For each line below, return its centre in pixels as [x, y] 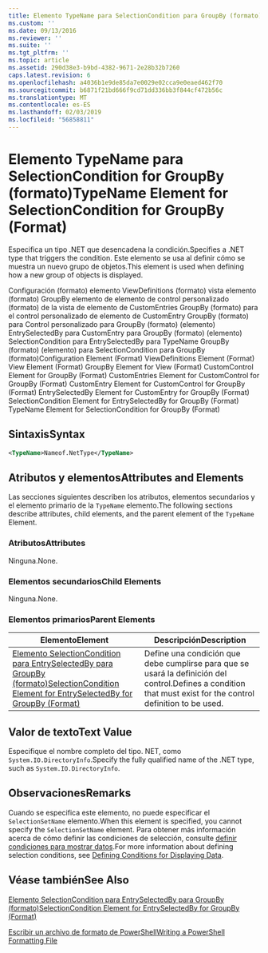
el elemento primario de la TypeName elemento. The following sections [120, 505]
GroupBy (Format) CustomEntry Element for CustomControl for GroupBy [127, 384]
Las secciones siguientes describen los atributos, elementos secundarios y [132, 497]
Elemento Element [75, 640]
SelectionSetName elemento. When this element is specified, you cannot [125, 821]
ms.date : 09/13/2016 [43, 30]
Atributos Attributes [47, 543]
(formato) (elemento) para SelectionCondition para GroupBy [107, 349]
